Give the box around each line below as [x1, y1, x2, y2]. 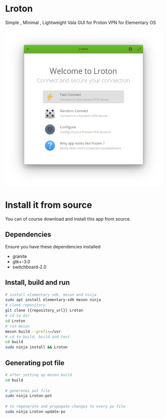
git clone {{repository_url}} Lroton [5, 308, 83, 313]
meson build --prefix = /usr [5, 329, 61, 334]
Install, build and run [5, 278, 70, 287]
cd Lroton [5, 318, 26, 323]
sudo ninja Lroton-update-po [5, 410, 66, 415]
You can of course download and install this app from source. [5, 215, 131, 222]
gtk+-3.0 [12, 258, 31, 264]
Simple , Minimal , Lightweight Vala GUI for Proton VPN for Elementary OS [5, 19, 156, 25]
